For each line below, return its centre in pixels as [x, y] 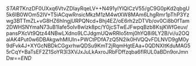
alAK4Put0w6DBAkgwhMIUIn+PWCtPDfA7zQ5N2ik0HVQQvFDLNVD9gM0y [97, 39]
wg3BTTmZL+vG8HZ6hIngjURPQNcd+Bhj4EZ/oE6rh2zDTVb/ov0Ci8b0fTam [98, 21]
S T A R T [14, 8]
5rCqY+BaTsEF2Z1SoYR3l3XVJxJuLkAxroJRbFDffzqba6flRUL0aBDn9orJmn [97, 52]
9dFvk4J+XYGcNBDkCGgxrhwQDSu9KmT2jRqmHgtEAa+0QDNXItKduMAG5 [98, 46]
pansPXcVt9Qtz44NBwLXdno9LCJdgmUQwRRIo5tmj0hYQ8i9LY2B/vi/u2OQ [98, 33]
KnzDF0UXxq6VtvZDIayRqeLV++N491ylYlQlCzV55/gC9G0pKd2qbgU [106, 8]
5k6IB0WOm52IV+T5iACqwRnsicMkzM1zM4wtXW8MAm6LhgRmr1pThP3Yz [98, 15]
